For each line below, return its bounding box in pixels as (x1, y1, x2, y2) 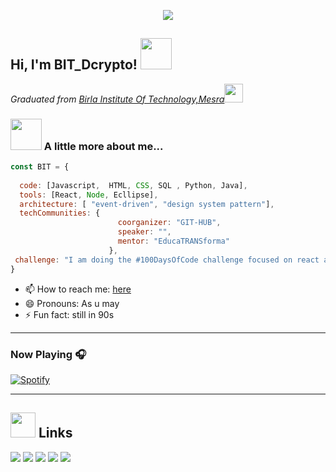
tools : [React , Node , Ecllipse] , (19, 190, 159, 200)
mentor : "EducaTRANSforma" (117, 236, 230, 247)
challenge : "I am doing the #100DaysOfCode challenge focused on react (14, 255, 320, 265)
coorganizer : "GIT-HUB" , (117, 218, 222, 228)
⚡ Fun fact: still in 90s (24, 308, 115, 320)
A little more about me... (43, 139, 164, 153)
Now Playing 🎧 (10, 347, 87, 361)
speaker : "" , (117, 227, 172, 237)
